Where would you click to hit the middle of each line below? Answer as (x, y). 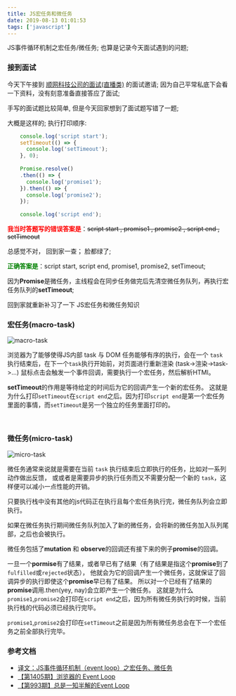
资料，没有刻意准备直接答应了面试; (70, 93)
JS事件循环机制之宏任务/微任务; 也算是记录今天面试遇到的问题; (98, 48)
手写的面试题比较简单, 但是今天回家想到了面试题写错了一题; (93, 108)
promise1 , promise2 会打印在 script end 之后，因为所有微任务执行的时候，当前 (117, 598)
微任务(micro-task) (40, 438)
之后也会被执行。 (44, 534)
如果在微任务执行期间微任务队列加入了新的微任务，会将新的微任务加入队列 (115, 525)
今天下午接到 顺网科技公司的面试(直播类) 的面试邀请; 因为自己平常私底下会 (115, 84)
